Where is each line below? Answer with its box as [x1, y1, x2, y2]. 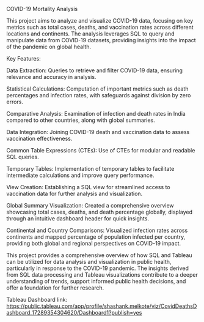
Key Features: [6, 55, 41, 62]
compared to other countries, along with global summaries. [6, 116, 155, 124]
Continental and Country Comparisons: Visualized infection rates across [6, 227, 188, 234]
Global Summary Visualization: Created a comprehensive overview [6, 202, 174, 209]
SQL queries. [6, 153, 39, 160]
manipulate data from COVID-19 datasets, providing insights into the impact [6, 37, 197, 43]
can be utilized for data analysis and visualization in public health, [6, 258, 172, 265]
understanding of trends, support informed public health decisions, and [6, 278, 186, 285]
